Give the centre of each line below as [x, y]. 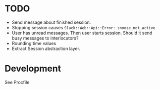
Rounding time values [34, 43]
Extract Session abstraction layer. [46, 48]
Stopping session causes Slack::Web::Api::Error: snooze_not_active [83, 27]
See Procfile [17, 82]
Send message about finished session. [51, 22]
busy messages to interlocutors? [45, 38]
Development [33, 68]
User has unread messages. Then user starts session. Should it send [82, 33]
